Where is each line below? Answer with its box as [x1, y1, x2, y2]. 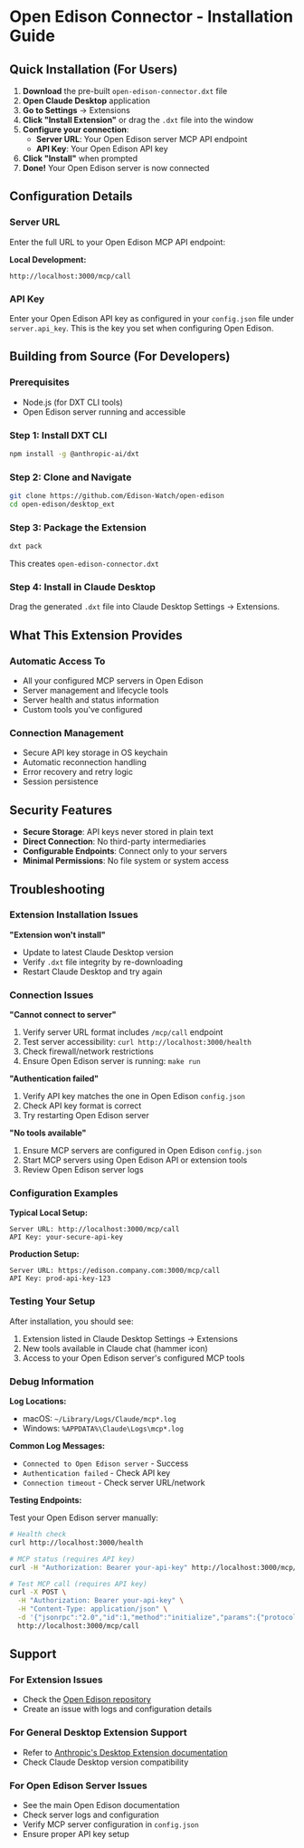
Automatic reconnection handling [22, 757, 147, 768]
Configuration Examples [9, 1187, 119, 1200]
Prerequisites [9, 376, 70, 388]
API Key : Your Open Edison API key [35, 143, 169, 154]
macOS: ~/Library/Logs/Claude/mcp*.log [22, 1413, 176, 1424]
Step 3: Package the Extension [9, 521, 147, 533]
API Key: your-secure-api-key [9, 1233, 124, 1242]
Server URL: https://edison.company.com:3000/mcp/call [9, 1266, 221, 1276]
